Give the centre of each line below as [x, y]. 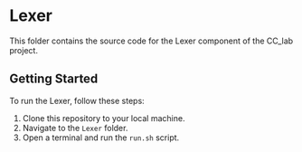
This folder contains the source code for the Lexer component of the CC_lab [151, 41]
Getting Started [54, 79]
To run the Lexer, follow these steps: [77, 100]
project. [24, 50]
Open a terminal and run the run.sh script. [101, 138]
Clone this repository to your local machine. [104, 118]
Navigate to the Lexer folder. [75, 128]
